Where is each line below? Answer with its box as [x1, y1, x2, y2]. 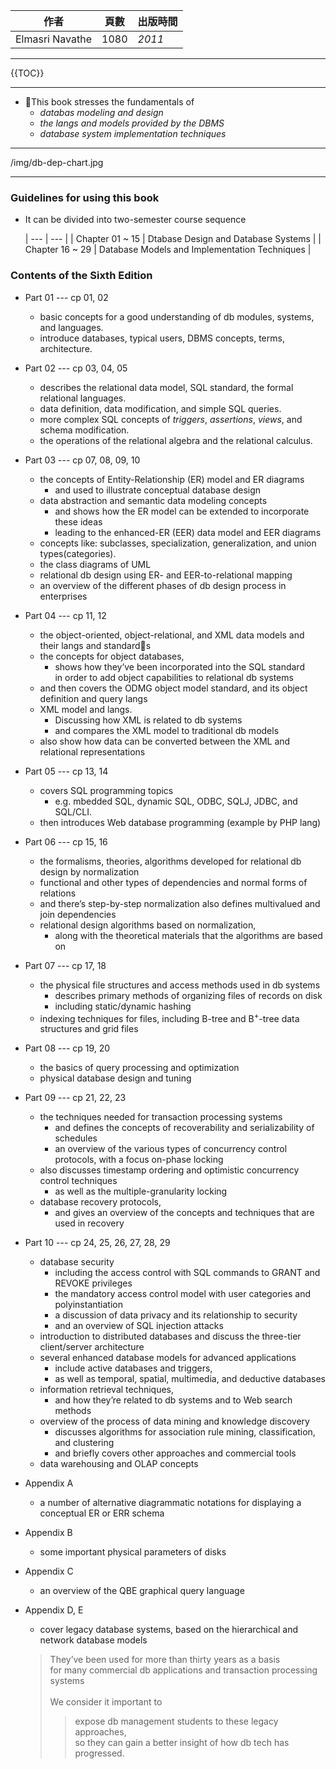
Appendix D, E [24, 1604, 84, 1616]
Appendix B [24, 1527, 73, 1539]
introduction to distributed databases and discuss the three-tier [39, 1330, 302, 1343]
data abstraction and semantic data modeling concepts [39, 494, 268, 506]
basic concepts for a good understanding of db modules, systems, [39, 310, 315, 323]
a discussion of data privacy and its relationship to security [54, 1309, 298, 1321]
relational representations [39, 745, 146, 758]
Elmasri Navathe [15, 32, 93, 46]
